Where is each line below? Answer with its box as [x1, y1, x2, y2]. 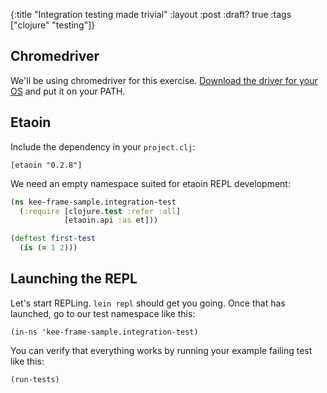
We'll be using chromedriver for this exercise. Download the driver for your [10, 74, 318, 86]
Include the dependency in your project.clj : [10, 140, 196, 153]
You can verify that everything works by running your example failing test [10, 344, 313, 356]
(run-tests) [10, 374, 60, 384]
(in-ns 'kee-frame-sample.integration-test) [10, 327, 199, 337]
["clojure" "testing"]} [10, 19, 96, 31]
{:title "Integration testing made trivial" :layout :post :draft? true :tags [10, 9, 292, 20]
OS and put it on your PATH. [10, 85, 126, 97]
